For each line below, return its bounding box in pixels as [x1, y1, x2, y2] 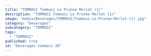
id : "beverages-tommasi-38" [5, 43, 62, 48]
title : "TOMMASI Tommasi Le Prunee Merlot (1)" [5, 7, 103, 12]
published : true [5, 39, 38, 44]
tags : [5, 30, 16, 35]
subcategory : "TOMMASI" [5, 25, 53, 30]
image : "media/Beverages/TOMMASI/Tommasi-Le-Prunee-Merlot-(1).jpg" [5, 16, 147, 21]
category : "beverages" [5, 20, 51, 26]
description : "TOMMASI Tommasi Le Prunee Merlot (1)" [5, 12, 117, 17]
